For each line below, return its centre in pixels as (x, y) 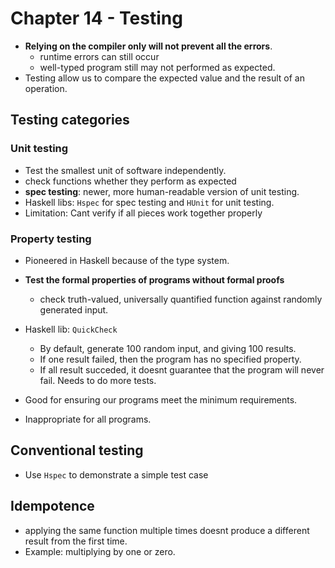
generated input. (74, 309)
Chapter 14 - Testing (96, 18)
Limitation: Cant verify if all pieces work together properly (143, 213)
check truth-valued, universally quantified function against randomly (181, 299)
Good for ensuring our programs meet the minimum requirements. (161, 399)
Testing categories (70, 120)
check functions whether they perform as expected (130, 181)
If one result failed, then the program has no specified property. (170, 359)
